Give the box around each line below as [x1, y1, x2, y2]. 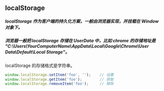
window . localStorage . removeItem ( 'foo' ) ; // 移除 [5, 81, 114, 87]
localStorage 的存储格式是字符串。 [5, 62, 75, 68]
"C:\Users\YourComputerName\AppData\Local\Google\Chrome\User [5, 43, 149, 49]
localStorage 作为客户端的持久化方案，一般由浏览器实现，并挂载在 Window [5, 18, 159, 24]
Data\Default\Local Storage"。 [5, 49, 70, 55]
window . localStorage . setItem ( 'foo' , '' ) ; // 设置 [5, 72, 114, 77]
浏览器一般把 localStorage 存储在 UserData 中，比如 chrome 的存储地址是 [5, 38, 156, 44]
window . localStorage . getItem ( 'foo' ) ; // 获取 [5, 77, 114, 82]
